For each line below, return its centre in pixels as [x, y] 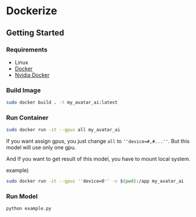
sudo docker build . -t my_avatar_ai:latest [62, 103]
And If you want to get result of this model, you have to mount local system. [98, 159]
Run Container [27, 118]
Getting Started [35, 33]
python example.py [29, 209]
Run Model [22, 196]
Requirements [27, 50]
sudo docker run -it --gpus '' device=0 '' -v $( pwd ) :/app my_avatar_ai [95, 182]
